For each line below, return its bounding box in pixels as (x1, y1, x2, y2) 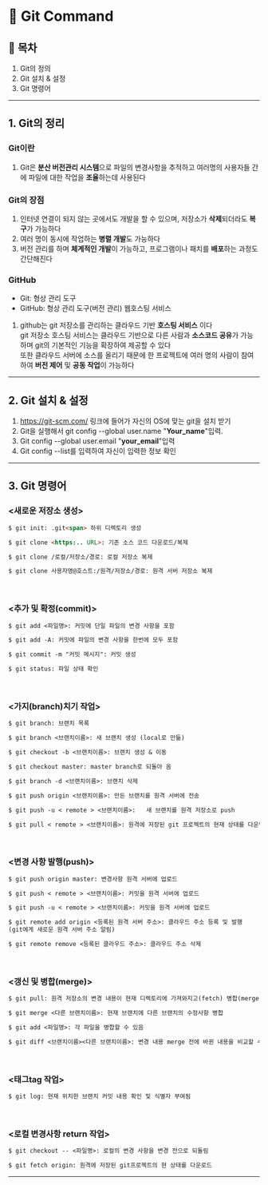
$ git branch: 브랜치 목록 (8, 719, 90, 728)
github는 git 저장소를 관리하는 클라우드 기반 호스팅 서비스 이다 (19, 320, 213, 330)
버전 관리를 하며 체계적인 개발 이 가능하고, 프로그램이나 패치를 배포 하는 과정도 (19, 244, 258, 253)
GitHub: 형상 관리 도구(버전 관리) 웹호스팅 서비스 (19, 304, 171, 313)
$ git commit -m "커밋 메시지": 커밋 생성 (8, 650, 136, 658)
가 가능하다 (26, 224, 61, 233)
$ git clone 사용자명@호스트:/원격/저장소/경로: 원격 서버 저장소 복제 (8, 567, 213, 575)
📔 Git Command (8, 7, 114, 26)
